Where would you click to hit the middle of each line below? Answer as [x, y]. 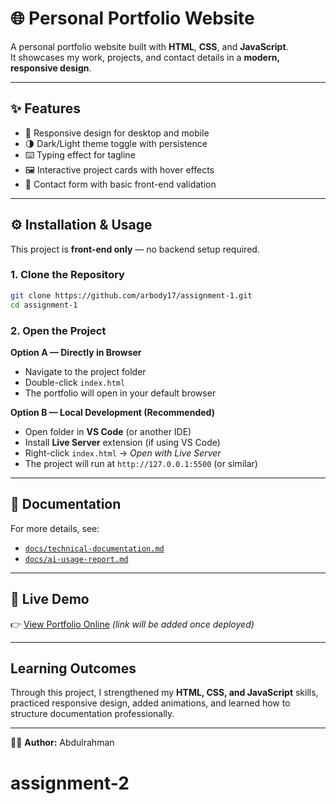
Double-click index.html [75, 382]
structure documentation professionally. [92, 714]
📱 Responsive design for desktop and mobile [117, 133]
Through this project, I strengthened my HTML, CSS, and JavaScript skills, [164, 693]
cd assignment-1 [44, 305]
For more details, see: [55, 528]
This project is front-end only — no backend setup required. [135, 249]
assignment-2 [70, 783]
